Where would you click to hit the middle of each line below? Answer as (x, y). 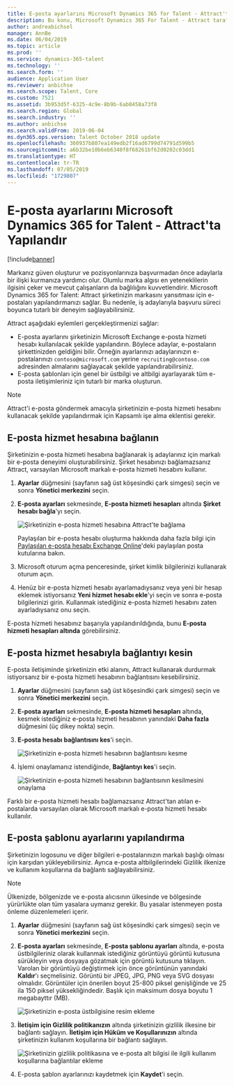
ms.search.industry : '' (42, 117)
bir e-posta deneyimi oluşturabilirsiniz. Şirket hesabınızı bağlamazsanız (109, 462)
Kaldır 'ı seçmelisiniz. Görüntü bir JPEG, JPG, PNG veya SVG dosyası (116, 975)
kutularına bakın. (41, 553)
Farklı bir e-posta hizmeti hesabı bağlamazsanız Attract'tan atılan (100, 801)
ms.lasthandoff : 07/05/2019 (48, 169)
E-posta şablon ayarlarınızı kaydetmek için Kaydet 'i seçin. (101, 1074)
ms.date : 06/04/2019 (37, 40)
